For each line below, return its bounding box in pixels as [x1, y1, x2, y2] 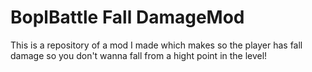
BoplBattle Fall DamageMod [10, 6, 245, 29]
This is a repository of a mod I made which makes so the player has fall [10, 39, 303, 51]
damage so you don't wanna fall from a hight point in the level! [10, 49, 268, 61]
